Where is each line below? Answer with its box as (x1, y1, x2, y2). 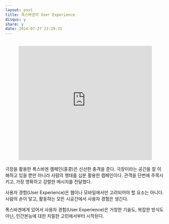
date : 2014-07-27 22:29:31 (5, 26, 62, 31)
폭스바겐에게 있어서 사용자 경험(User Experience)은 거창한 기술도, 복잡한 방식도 (5, 207, 164, 213)
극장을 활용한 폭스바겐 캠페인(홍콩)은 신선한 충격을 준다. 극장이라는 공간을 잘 (5, 166, 156, 172)
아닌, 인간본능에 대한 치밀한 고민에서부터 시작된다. (5, 213, 105, 219)
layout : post (5, 7, 33, 13)
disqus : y (5, 17, 26, 22)
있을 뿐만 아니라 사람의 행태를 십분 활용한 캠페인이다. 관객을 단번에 (18, 172, 150, 178)
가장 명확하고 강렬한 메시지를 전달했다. (16, 179, 92, 185)
